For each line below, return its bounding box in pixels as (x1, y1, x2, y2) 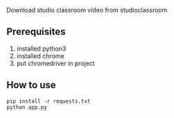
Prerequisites (6, 26, 66, 37)
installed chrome (16, 51, 64, 60)
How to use (6, 79, 56, 91)
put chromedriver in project (16, 59, 95, 67)
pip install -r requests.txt (6, 97, 91, 105)
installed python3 (16, 44, 67, 53)
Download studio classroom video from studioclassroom (6, 6, 168, 14)
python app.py (6, 103, 48, 110)
